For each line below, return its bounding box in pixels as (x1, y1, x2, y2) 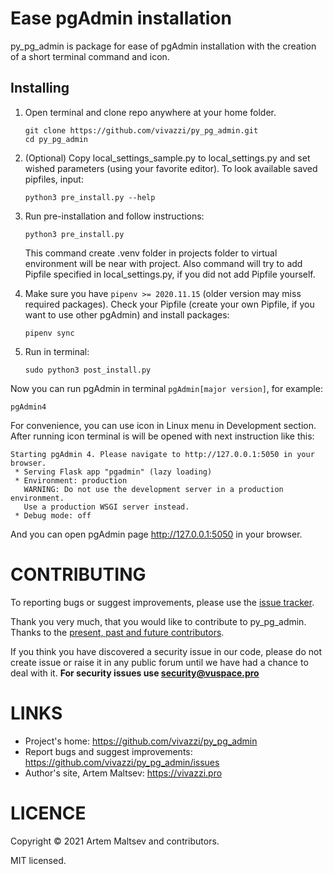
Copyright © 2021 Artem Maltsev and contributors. (10, 835, 220, 847)
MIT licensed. (10, 854, 67, 866)
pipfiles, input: (24, 173, 84, 185)
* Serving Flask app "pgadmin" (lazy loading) (14, 467, 213, 477)
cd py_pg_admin (24, 134, 89, 144)
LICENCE (10, 802, 87, 824)
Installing (10, 80, 70, 97)
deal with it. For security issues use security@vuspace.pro (10, 667, 260, 679)
